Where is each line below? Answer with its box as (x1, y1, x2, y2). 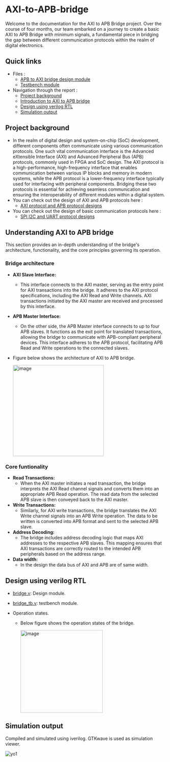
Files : (12, 71, 25, 77)
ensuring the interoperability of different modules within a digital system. (12, 191, 165, 198)
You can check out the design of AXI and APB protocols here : (12, 197, 143, 203)
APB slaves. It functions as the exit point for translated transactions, (20, 329, 163, 335)
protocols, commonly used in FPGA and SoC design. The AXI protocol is (12, 159, 164, 165)
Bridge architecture (5, 260, 54, 267)
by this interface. (20, 303, 56, 309)
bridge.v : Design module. (12, 590, 66, 596)
